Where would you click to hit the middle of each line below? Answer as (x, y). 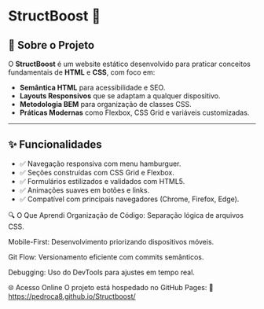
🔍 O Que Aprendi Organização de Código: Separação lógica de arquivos (126, 215)
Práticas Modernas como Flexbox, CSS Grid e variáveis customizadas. (134, 112)
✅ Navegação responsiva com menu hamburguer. (100, 164)
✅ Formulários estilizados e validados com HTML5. (102, 181)
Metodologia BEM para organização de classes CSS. (105, 104)
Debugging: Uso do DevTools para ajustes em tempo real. (101, 272)
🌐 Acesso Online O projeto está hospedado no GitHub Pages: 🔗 (111, 287)
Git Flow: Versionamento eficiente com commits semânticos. (106, 257)
